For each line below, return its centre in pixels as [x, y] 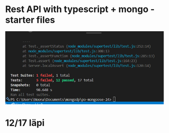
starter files [30, 20]
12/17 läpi [25, 123]
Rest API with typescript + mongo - [80, 9]
